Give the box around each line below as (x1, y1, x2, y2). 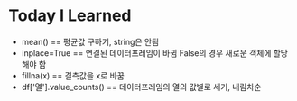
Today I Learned (8, 5, 132, 26)
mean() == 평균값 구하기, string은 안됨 (21, 36, 160, 47)
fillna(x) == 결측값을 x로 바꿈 (21, 69, 125, 81)
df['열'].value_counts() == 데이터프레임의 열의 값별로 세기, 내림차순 (21, 81, 262, 92)
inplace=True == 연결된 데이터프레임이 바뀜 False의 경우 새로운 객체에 (21, 47, 272, 59)
